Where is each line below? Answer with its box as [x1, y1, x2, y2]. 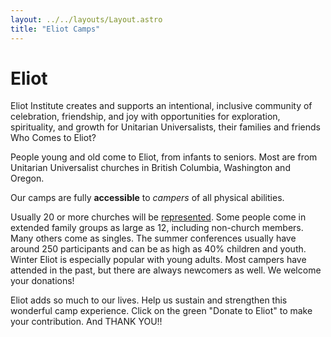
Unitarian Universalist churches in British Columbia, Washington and [10, 162, 291, 174]
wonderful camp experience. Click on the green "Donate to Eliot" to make [10, 305, 313, 317]
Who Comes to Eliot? [10, 132, 97, 144]
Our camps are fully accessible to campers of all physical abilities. [10, 192, 285, 204]
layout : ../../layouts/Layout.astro [10, 14, 163, 25]
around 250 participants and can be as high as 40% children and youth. [10, 243, 307, 255]
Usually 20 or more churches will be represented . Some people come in [10, 211, 307, 223]
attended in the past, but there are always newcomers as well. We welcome [10, 264, 322, 276]
